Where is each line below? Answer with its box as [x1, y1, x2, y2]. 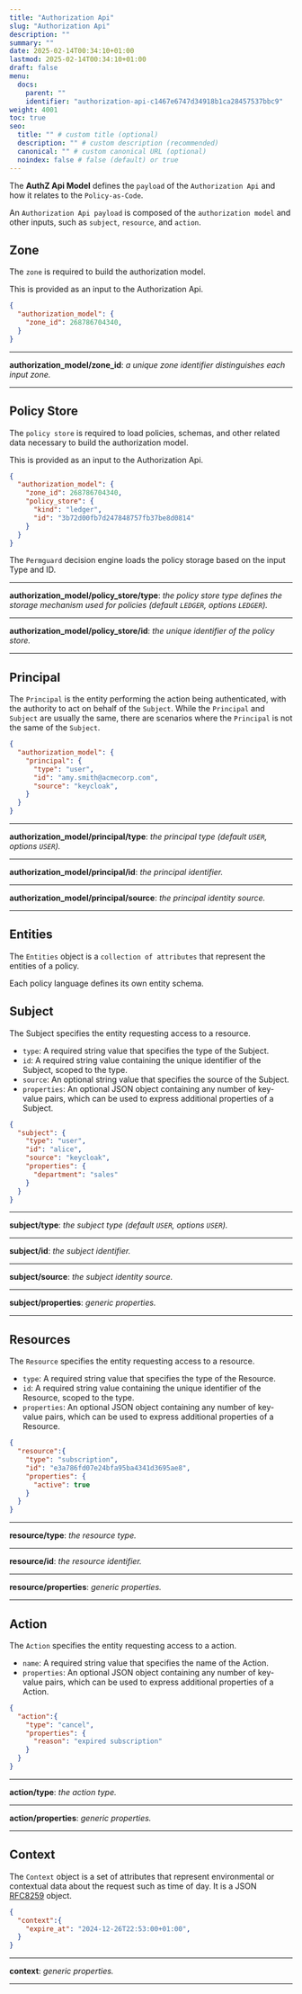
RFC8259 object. [9, 1890, 72, 1900]
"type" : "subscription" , [25, 1455, 119, 1464]
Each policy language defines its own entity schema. [9, 978, 204, 988]
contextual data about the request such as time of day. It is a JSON [9, 1881, 258, 1891]
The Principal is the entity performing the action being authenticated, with [9, 693, 287, 704]
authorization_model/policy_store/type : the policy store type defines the [9, 590, 283, 601]
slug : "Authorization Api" [9, 22, 111, 31]
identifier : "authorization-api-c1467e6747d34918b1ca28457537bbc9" [25, 96, 283, 106]
